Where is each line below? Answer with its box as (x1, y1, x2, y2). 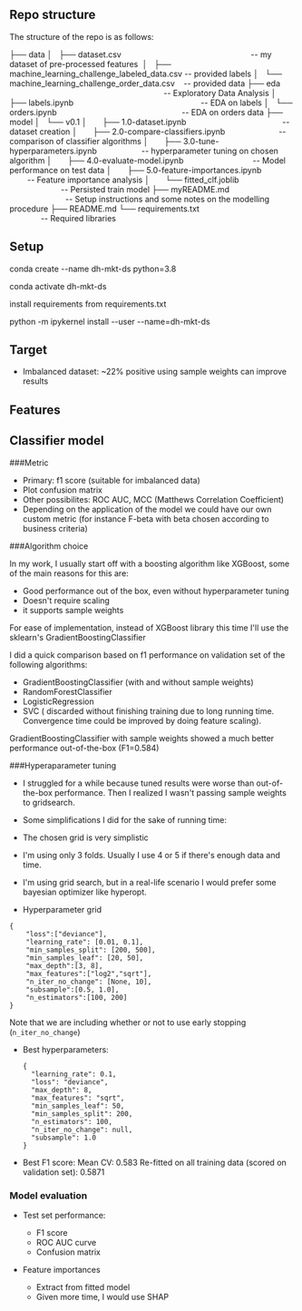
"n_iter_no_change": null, (31, 1125, 133, 1134)
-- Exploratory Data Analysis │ (162, 87, 277, 98)
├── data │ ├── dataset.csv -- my (9, 49, 272, 60)
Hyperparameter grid (22, 904, 102, 915)
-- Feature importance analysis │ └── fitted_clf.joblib (26, 174, 239, 185)
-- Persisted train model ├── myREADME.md (60, 183, 229, 194)
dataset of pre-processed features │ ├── (9, 58, 171, 69)
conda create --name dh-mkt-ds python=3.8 (9, 263, 177, 274)
